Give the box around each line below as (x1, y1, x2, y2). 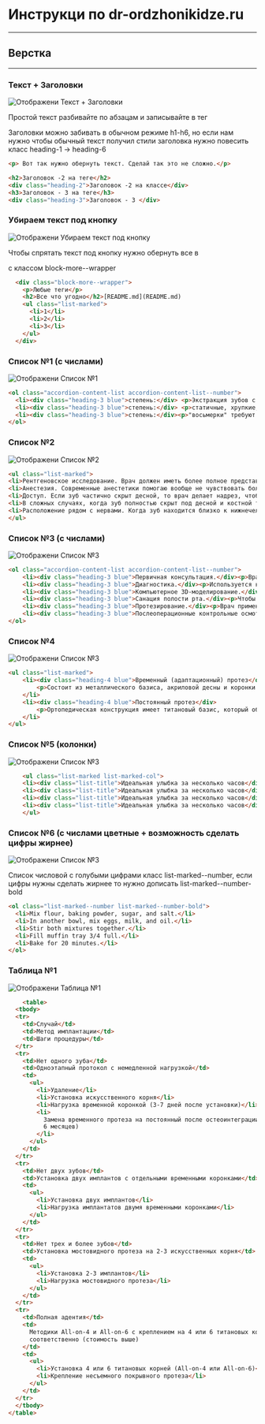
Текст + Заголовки (8, 79, 84, 90)
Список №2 (8, 437, 55, 448)
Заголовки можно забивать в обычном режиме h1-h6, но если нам (8, 128, 234, 137)
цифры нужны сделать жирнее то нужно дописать (8, 879, 179, 889)
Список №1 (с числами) (8, 356, 104, 367)
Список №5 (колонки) (8, 739, 97, 750)
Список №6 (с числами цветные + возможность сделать (8, 827, 240, 838)
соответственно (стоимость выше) (28, 1335, 140, 1344)
